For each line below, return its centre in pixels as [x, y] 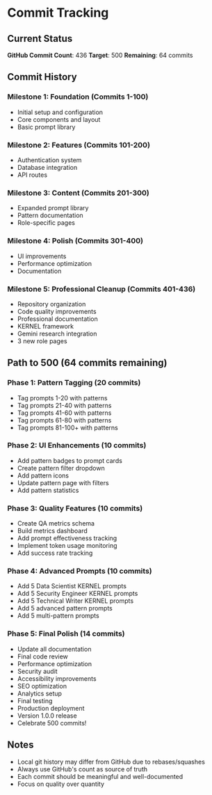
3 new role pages [42, 341]
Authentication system [49, 160]
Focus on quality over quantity [61, 784]
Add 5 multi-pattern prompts [58, 616]
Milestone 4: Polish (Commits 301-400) [75, 241]
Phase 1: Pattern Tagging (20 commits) [74, 383]
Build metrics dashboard [52, 531]
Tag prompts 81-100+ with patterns [67, 427]
